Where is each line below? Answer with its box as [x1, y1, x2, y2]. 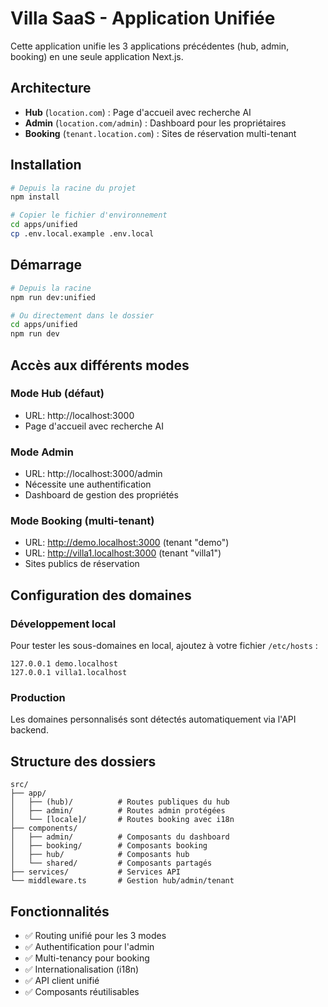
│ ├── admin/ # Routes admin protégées [10, 806, 226, 816]
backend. [10, 724, 49, 736]
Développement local [10, 617, 117, 631]
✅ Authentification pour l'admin [24, 941, 155, 953]
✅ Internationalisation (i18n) [24, 963, 140, 976]
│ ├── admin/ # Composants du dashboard [10, 832, 230, 842]
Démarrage [10, 257, 82, 274]
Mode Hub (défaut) [10, 387, 105, 401]
